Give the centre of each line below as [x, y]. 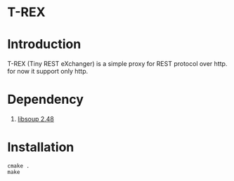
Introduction [44, 45]
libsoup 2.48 [35, 119]
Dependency [46, 100]
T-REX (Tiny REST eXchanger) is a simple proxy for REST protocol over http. [117, 64]
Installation [41, 147]
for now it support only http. [48, 72]
